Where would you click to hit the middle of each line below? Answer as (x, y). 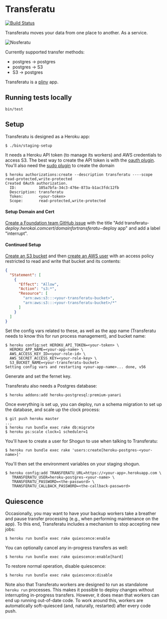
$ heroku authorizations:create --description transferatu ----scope (79, 175)
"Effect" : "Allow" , (38, 284)
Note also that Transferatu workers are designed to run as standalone (77, 585)
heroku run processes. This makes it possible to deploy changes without (80, 590)
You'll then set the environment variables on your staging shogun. (73, 464)
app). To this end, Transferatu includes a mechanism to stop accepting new (83, 524)
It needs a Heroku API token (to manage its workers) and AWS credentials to (83, 155)
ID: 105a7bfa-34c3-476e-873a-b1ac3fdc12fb (65, 188)
